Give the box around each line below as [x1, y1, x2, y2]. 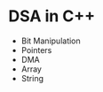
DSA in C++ [8, 6, 96, 27]
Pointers [20, 44, 52, 55]
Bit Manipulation [20, 35, 81, 46]
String [20, 73, 44, 83]
